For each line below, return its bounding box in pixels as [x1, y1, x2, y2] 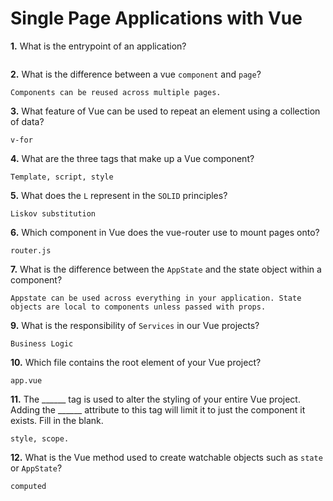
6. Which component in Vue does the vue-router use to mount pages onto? [10, 226, 320, 238]
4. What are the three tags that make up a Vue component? [10, 152, 255, 164]
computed [10, 481, 47, 491]
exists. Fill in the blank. [10, 414, 104, 426]
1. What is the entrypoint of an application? [10, 40, 187, 52]
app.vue [10, 375, 43, 386]
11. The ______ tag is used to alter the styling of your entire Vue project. [10, 393, 301, 405]
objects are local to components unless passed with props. [10, 302, 267, 312]
